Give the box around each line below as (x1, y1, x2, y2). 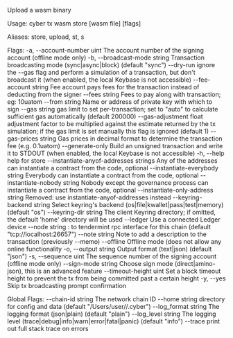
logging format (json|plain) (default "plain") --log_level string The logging (7, 310, 216, 318)
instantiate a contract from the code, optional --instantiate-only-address (7, 186, 214, 194)
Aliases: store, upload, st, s (7, 33, 85, 41)
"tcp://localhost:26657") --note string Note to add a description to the (7, 230, 207, 238)
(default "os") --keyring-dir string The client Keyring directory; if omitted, (7, 208, 216, 216)
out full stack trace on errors (7, 325, 89, 332)
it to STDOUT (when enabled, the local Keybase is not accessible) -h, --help (7, 149, 225, 157)
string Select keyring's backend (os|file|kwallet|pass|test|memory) (33, 201, 224, 208)
